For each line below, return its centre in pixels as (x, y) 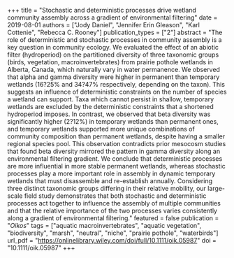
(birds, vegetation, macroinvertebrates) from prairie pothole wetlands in (110, 62)
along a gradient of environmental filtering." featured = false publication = (113, 218)
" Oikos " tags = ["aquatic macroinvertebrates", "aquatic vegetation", (104, 225)
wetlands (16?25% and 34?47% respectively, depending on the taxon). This (116, 84)
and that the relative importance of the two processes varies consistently (112, 210)
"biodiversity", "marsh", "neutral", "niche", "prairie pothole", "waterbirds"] (113, 233)
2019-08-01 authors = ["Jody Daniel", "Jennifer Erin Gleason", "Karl (104, 25)
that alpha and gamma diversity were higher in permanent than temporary (114, 77)
